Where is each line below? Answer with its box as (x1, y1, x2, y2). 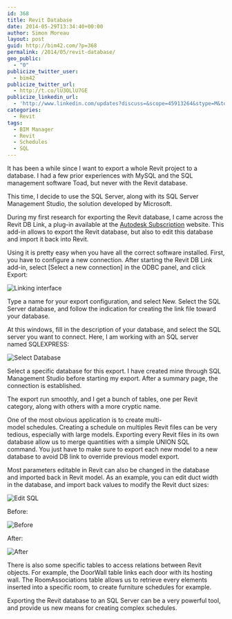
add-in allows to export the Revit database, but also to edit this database (7, 228, 213, 236)
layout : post (7, 36, 45, 43)
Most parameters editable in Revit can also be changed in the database (7, 466, 210, 474)
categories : (7, 107, 41, 113)
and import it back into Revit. (7, 235, 89, 243)
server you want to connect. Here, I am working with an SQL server (7, 333, 199, 341)
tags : (7, 119, 23, 127)
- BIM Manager (13, 126, 54, 133)
